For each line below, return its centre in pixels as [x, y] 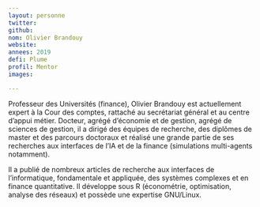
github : [21, 30]
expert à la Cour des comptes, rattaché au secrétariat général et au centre [129, 112]
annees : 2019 [30, 52]
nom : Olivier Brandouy [45, 38]
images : [21, 74]
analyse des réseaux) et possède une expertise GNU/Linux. [105, 194]
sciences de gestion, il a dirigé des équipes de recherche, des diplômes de [130, 129]
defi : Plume [28, 60]
